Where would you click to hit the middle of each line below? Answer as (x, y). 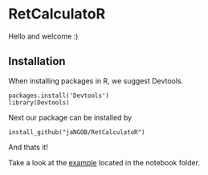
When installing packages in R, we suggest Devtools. (96, 80)
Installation (37, 61)
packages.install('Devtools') (59, 96)
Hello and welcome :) (43, 36)
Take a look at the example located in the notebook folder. (104, 162)
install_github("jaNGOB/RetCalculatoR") (77, 132)
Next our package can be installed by (70, 117)
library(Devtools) (39, 102)
